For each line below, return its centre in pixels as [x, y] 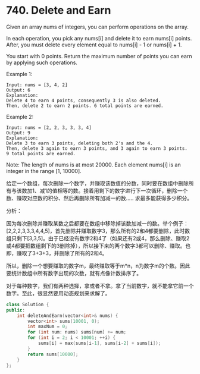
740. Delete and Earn [59, 10]
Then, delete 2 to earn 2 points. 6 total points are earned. [85, 106]
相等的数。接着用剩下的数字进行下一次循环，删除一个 [123, 190]
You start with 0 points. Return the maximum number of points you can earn [99, 56]
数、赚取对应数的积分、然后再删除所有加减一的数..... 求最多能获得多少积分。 [99, 198]
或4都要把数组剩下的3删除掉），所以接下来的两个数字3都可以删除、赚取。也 [99, 246]
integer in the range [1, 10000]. [44, 171]
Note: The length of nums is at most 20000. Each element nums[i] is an [93, 165]
